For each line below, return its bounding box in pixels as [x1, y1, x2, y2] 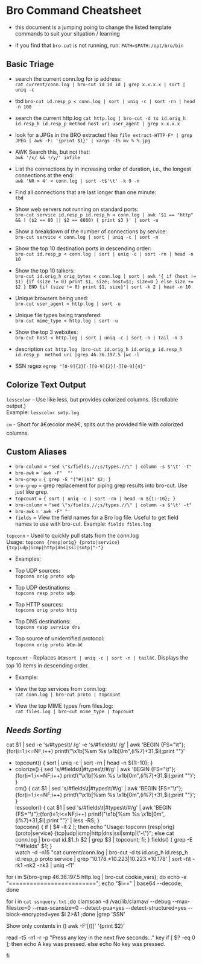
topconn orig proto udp [14, 573, 75, 579]
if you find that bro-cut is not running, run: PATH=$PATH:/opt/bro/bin [14, 42, 184, 49]
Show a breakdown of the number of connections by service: [14, 227, 168, 235]
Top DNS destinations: [14, 618, 71, 625]
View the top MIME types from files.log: [14, 702, 113, 710]
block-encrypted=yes [6, 911, 60, 918]
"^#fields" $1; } [14, 842, 52, 850]
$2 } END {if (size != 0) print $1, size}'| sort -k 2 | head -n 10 [14, 284, 191, 290]
